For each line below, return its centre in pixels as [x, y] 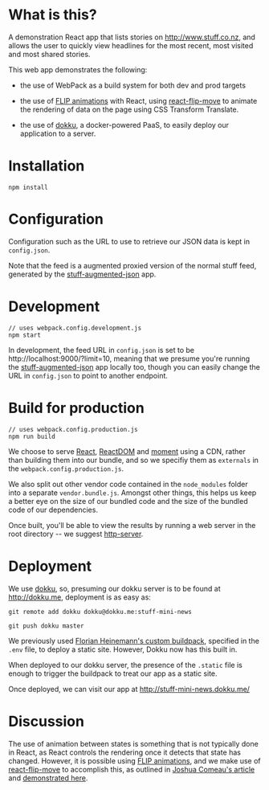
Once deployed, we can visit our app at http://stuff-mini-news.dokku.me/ [129, 689]
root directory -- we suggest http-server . [76, 534]
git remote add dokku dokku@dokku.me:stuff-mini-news [100, 612]
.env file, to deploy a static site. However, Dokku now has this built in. [123, 649]
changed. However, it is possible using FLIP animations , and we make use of [134, 760]
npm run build [32, 436]
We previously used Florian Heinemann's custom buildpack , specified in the [134, 641]
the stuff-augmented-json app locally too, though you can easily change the [134, 366]
